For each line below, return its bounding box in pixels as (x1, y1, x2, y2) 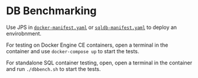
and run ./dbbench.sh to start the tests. (6, 65, 101, 72)
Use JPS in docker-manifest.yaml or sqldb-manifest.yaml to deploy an (6, 24, 177, 31)
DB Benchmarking (6, 4, 97, 18)
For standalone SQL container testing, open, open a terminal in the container (6, 59, 193, 66)
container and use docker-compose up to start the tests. (6, 47, 139, 54)
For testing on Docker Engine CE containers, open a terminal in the (6, 41, 168, 48)
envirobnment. (6, 30, 42, 37)
